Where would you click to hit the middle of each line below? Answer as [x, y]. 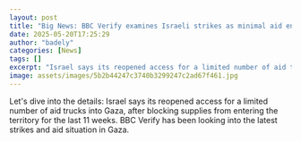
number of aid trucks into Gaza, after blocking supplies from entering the [144, 110]
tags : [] [26, 59]
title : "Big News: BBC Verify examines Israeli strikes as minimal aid [146, 26]
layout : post [34, 17]
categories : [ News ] [46, 51]
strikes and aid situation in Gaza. [69, 129]
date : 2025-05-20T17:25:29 [60, 34]
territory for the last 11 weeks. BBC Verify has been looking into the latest [143, 120]
